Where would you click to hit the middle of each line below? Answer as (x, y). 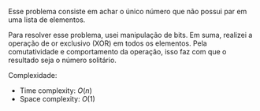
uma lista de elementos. (47, 20)
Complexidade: (33, 75)
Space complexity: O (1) (58, 99)
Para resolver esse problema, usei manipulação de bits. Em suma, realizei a (130, 35)
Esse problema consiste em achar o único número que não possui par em (128, 11)
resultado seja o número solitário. (62, 60)
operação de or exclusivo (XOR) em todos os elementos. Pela (108, 43)
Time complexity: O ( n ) (56, 91)
